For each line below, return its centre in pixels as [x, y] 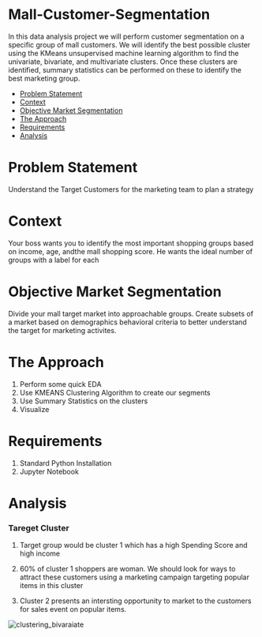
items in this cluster [51, 586]
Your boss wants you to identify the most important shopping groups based [131, 243]
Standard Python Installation [65, 463]
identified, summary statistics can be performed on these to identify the [125, 69]
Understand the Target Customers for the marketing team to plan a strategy [131, 189]
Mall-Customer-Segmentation [109, 15]
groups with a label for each [54, 260]
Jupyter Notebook [49, 471]
